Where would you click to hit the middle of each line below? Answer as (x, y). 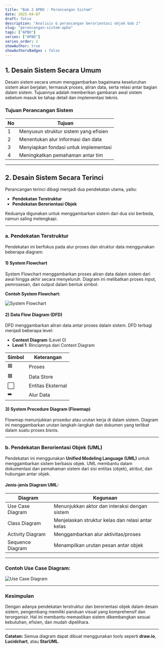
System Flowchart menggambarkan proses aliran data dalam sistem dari (78, 274)
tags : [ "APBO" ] (20, 32)
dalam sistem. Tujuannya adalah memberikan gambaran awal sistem (74, 92)
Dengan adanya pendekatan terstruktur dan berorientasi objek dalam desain (82, 606)
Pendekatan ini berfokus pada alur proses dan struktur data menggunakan (80, 246)
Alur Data (39, 395)
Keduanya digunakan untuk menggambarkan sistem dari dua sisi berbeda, (80, 214)
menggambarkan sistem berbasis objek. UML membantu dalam (69, 463)
